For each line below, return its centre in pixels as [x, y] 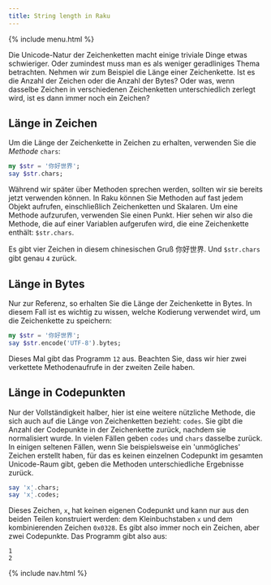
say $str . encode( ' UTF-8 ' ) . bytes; [65, 343]
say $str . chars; [36, 174]
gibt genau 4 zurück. [43, 258]
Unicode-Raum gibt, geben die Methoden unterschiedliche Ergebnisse [126, 464]
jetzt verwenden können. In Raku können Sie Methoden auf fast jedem [126, 198]
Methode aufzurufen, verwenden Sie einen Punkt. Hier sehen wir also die [131, 215]
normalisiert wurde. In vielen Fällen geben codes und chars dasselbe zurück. [135, 438]
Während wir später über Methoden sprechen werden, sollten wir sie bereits [136, 189]
